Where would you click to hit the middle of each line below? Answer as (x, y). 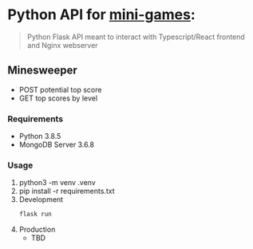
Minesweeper (42, 71)
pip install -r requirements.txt (67, 191)
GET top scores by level (58, 98)
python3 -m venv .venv (57, 183)
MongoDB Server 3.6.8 (57, 144)
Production (37, 230)
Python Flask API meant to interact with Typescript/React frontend (136, 37)
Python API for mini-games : (102, 15)
